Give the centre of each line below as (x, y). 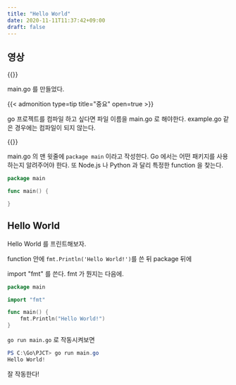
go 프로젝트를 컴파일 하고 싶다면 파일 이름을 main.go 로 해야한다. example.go (114, 119)
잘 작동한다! (24, 374)
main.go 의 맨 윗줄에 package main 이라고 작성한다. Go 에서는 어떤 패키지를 (111, 156)
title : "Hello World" (39, 14)
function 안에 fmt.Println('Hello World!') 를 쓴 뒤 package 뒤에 (100, 258)
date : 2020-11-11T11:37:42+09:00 (56, 20)
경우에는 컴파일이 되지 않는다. (55, 128)
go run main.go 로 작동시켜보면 (51, 340)
